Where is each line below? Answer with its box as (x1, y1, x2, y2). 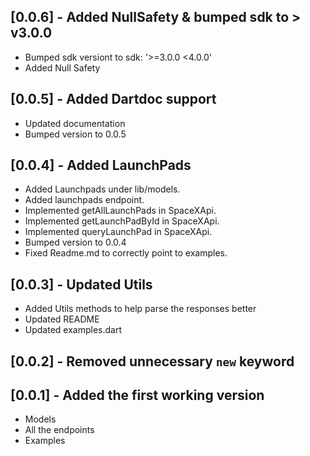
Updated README (24, 313, 100, 325)
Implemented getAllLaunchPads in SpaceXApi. (24, 205, 217, 217)
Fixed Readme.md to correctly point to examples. (24, 247, 228, 259)
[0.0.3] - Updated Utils (10, 276, 153, 293)
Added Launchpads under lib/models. (24, 183, 181, 195)
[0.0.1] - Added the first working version (10, 387, 265, 404)
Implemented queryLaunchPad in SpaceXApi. (24, 226, 213, 238)
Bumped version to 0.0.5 (24, 128, 127, 140)
